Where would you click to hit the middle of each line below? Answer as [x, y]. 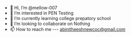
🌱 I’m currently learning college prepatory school [60, 18]
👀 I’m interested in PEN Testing [41, 13]
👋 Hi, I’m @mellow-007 [33, 8]
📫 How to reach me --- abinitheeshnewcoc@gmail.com [68, 29]
